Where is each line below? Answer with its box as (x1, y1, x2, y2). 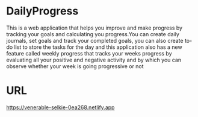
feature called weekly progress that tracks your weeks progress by (6, 49, 173, 57)
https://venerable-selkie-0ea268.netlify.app (6, 104, 115, 111)
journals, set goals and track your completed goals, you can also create (6, 37, 184, 44)
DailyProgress (6, 4, 79, 18)
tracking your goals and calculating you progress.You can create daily (6, 30, 179, 37)
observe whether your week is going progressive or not (6, 62, 144, 70)
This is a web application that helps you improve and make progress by (6, 24, 182, 31)
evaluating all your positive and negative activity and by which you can (6, 56, 182, 63)
